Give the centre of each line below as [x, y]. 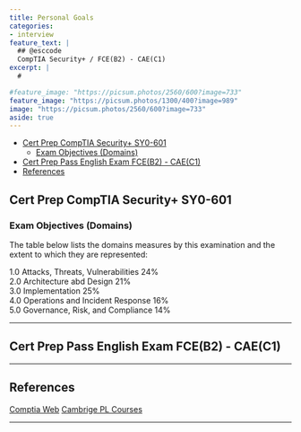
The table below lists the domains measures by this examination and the [142, 244]
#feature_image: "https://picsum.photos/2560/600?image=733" [126, 92]
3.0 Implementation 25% [55, 291]
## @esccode [40, 51]
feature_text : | [39, 43]
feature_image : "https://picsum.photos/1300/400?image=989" [124, 101]
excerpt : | [30, 68]
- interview [31, 34]
